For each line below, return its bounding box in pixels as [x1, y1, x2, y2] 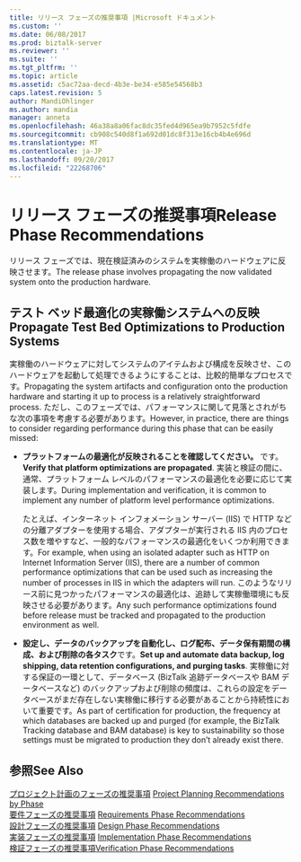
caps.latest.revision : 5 [9, 88, 102, 97]
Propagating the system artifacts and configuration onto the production [23, 381, 288, 391]
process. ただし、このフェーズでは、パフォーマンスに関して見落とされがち [9, 401, 288, 413]
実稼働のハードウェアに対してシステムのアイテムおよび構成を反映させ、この [9, 358, 292, 369]
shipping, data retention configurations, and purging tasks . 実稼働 [22, 661, 274, 672]
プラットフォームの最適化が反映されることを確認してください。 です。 [22, 451, 284, 462]
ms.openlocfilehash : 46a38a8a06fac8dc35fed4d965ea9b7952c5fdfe [9, 122, 252, 131]
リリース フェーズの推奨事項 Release [9, 205, 277, 225]
